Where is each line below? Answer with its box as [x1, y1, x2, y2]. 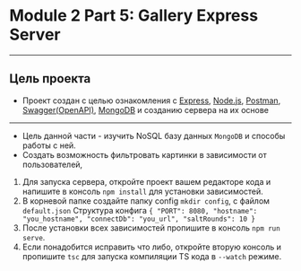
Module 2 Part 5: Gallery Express [9, 5, 258, 26]
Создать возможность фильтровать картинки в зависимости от [21, 149, 267, 160]
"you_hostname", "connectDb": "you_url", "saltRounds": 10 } [21, 214, 256, 223]
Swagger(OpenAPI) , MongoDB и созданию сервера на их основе [21, 104, 270, 115]
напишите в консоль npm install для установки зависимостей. [21, 186, 264, 197]
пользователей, [21, 159, 83, 170]
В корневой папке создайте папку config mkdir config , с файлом [21, 195, 271, 206]
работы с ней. [21, 140, 76, 151]
